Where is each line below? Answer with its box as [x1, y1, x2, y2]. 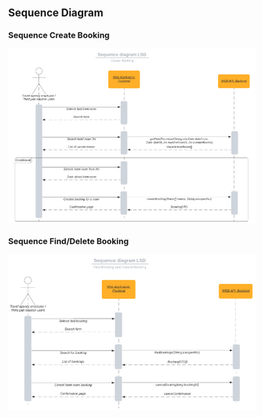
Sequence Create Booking [8, 30, 110, 41]
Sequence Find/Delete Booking [8, 235, 129, 246]
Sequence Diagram [8, 6, 104, 20]
